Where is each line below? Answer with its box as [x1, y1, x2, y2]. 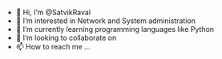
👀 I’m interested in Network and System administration [15, 16, 196, 26]
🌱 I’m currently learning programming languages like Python [15, 25, 215, 33]
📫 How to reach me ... [15, 42, 91, 51]
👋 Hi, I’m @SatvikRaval [15, 8, 91, 17]
